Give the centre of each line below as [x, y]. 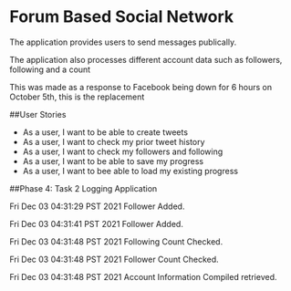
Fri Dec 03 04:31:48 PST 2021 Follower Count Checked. [114, 259]
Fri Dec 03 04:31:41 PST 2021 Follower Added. [97, 223]
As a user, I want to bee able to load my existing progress [130, 171]
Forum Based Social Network [122, 17]
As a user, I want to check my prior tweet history [114, 141]
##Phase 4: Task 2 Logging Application [83, 188]
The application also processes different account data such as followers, [146, 59]
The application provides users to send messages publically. [123, 42]
